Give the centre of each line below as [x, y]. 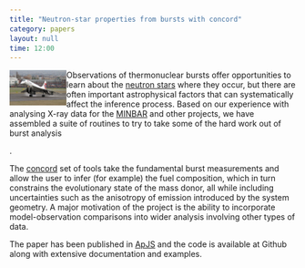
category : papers [42, 29]
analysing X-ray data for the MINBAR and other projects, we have [132, 114]
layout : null [34, 38]
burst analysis [36, 133]
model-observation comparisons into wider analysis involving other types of [152, 217]
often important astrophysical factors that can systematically [180, 95]
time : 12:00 [32, 48]
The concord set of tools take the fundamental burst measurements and [144, 169]
